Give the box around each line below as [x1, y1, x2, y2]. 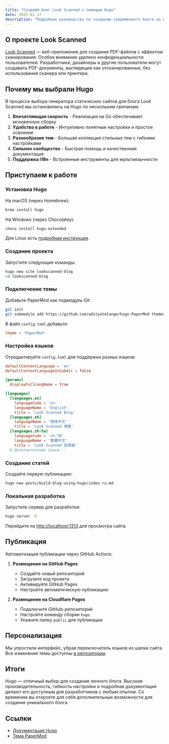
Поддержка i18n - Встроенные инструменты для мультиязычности [12, 156, 158, 162]
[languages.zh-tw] [10, 429, 49, 434]
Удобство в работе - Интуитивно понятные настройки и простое [12, 124, 153, 130]
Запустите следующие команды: [5, 259, 76, 265]
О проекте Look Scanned [5, 35, 87, 44]
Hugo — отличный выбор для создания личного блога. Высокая [5, 678, 143, 684]
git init [5, 307, 24, 312]
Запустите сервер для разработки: [5, 504, 80, 510]
